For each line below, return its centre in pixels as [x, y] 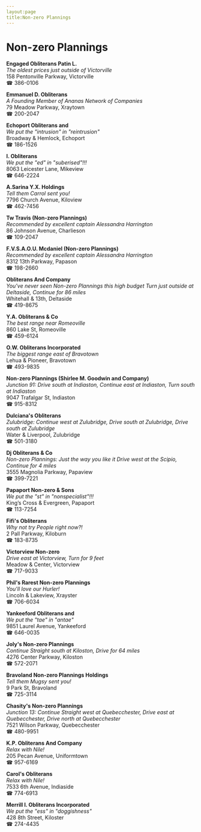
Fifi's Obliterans [27, 521]
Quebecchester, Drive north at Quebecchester [64, 719]
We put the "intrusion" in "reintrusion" [53, 132]
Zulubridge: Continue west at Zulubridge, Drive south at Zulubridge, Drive [97, 422]
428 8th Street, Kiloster [35, 818]
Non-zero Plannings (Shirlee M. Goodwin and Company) [78, 378]
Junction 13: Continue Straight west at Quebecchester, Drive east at [90, 712]
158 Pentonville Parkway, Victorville [50, 76]
